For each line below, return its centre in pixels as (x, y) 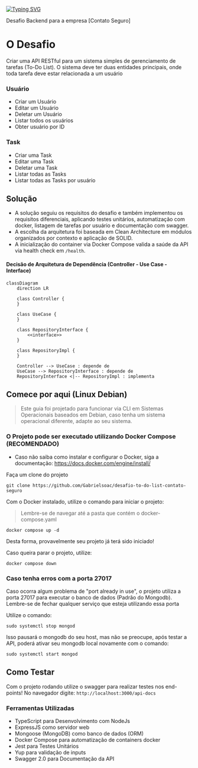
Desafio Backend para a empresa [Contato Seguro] (69, 20)
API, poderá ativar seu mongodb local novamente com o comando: (87, 643)
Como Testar (30, 672)
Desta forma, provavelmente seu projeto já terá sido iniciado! (80, 541)
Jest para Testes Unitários (47, 746)
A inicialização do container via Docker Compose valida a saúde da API (101, 244)
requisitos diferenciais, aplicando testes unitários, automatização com (100, 220)
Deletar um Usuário (38, 114)
